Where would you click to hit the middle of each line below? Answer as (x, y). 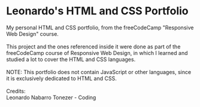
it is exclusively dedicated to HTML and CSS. (61, 78)
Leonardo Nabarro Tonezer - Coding (51, 97)
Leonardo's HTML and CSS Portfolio (97, 11)
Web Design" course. (32, 33)
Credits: (16, 91)
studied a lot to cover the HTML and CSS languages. (71, 59)
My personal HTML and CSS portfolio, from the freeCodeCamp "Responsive (100, 27)
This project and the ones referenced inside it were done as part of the (93, 47)
